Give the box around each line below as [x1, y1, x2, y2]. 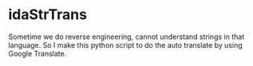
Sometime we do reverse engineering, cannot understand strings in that [8, 32, 245, 41]
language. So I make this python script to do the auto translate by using [8, 40, 243, 49]
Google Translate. [8, 49, 67, 58]
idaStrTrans [8, 6, 88, 24]
